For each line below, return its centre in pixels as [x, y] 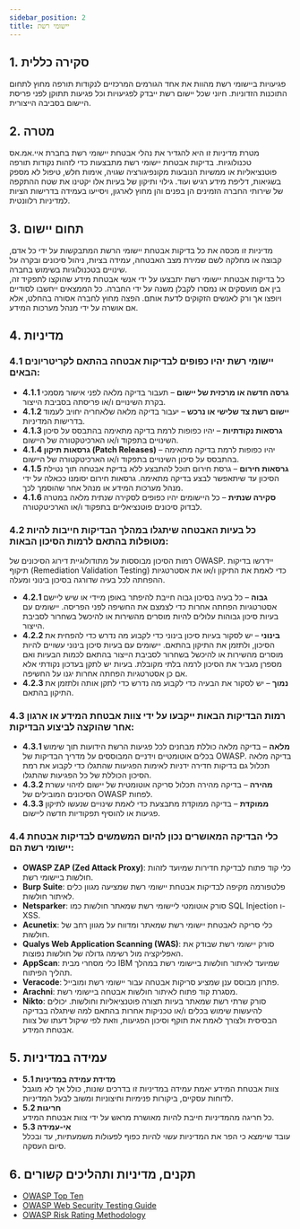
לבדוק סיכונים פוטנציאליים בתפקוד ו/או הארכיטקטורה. [112, 506]
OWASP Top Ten [53, 1196]
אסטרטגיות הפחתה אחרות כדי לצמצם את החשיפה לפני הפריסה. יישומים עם [150, 606]
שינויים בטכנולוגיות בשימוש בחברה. [69, 269]
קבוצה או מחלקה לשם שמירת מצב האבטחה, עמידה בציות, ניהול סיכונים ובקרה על [146, 259]
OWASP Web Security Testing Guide [89, 1206]
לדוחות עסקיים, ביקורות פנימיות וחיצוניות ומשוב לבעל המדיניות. [128, 1098]
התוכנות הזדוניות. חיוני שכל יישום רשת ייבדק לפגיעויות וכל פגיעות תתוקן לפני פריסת [149, 93]
